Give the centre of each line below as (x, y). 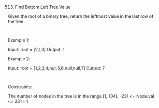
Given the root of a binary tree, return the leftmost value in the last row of (81, 16)
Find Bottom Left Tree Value (43, 7)
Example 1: (19, 40)
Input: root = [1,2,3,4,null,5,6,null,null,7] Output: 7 (57, 68)
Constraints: (20, 87)
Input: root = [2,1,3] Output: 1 (36, 49)
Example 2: (19, 59)
